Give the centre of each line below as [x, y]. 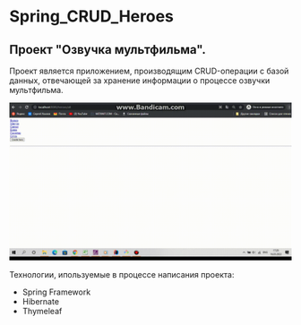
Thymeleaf [42, 311]
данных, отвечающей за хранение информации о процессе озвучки [140, 81]
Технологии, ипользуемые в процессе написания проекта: [122, 274]
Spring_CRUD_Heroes [92, 17]
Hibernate [41, 301]
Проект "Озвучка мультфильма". [107, 50]
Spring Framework [56, 292]
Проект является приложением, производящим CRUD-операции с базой [149, 71]
